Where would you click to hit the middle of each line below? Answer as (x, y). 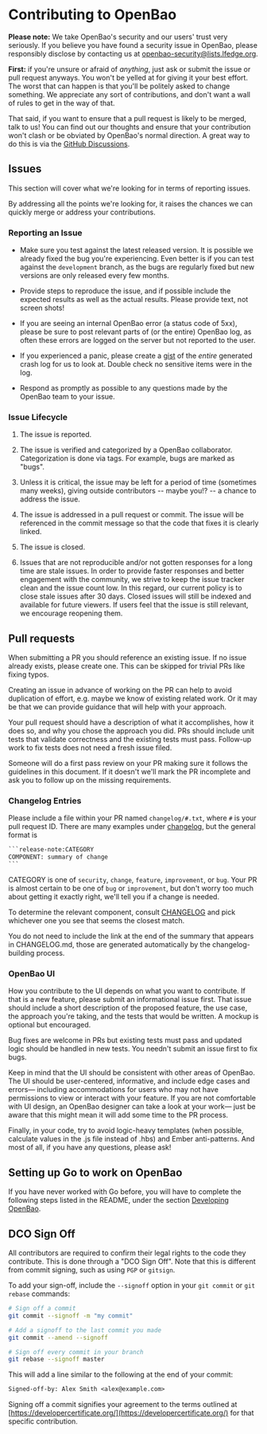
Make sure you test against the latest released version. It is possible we (136, 250)
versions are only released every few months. (94, 276)
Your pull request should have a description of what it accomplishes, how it (131, 722)
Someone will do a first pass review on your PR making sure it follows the (128, 764)
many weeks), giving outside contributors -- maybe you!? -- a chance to (138, 491)
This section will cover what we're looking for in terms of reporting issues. (130, 188)
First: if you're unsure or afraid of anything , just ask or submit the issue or (130, 69)
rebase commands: (39, 1294)
